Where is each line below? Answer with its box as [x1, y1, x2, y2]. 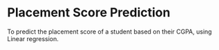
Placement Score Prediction [7, 5, 171, 21]
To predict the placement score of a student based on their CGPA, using [7, 27, 212, 36]
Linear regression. [7, 34, 59, 42]
